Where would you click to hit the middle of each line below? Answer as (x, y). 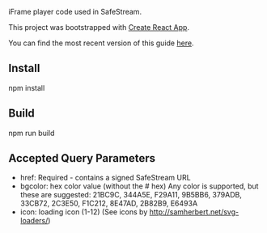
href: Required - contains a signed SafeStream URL (106, 178)
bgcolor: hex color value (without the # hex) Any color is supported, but (139, 186)
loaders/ (34, 221)
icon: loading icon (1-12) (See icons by (84, 212)
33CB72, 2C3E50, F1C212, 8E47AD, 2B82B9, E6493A (109, 203)
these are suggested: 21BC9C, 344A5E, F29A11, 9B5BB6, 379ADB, (131, 195)
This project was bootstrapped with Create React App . (99, 27)
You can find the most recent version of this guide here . (101, 43)
